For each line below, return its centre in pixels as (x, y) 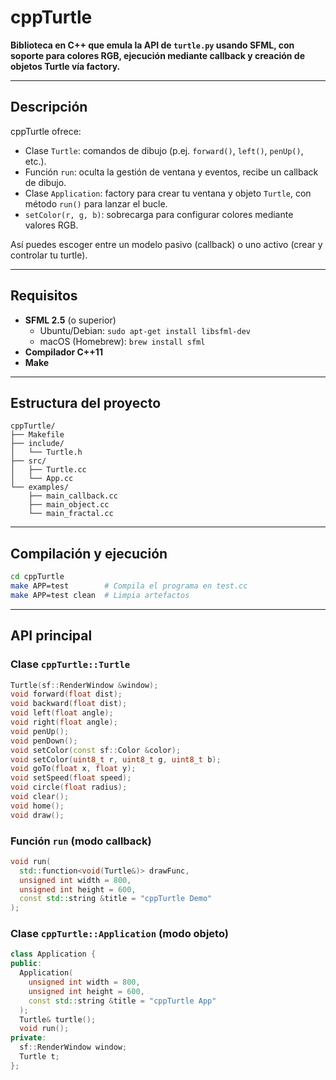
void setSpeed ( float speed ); (71, 778)
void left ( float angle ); (62, 713)
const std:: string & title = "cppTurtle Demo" (116, 899)
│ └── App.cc (42, 479)
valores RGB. (51, 225)
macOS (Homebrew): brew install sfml (122, 341)
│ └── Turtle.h (46, 452)
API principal (51, 636)
